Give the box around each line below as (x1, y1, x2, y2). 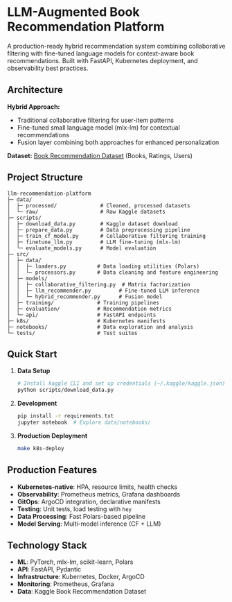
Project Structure (7, 171, 83, 184)
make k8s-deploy (17, 445, 64, 452)
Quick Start (7, 348, 57, 360)
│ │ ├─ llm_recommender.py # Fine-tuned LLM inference (7, 287, 199, 294)
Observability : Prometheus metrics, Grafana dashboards (17, 490, 181, 498)
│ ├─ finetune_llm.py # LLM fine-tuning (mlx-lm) (7, 239, 181, 246)
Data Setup (17, 367, 51, 375)
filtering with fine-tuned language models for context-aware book (7, 49, 195, 58)
